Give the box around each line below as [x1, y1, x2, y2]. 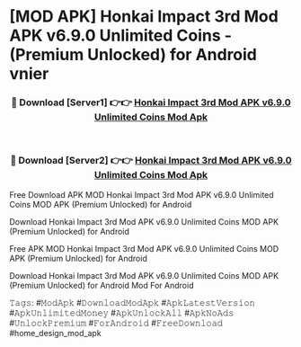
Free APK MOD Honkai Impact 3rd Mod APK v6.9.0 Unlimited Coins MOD [9, 243, 279, 254]
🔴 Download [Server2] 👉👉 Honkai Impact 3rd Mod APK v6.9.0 [10, 155, 292, 167]
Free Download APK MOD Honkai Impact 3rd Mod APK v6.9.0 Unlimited [9, 189, 274, 200]
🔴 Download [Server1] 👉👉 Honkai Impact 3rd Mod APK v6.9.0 [11, 96, 291, 109]
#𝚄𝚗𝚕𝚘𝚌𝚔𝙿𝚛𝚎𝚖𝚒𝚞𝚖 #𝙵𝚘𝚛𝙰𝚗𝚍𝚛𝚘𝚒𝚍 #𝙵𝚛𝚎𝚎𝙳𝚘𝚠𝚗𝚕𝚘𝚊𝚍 [9, 317, 223, 328]
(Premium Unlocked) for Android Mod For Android [9, 280, 194, 290]
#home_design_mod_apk [9, 327, 102, 338]
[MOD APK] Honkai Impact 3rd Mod [9, 6, 279, 27]
